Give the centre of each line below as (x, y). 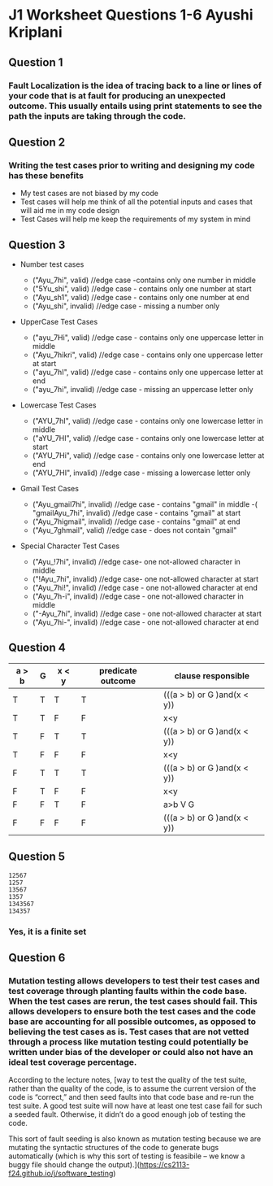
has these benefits (46, 175)
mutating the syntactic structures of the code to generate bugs (114, 1148)
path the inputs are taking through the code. (97, 116)
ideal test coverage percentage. (73, 1062)
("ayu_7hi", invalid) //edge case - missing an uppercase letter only (143, 389)
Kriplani (35, 32)
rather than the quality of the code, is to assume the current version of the (132, 1088)
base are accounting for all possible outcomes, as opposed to (132, 1021)
